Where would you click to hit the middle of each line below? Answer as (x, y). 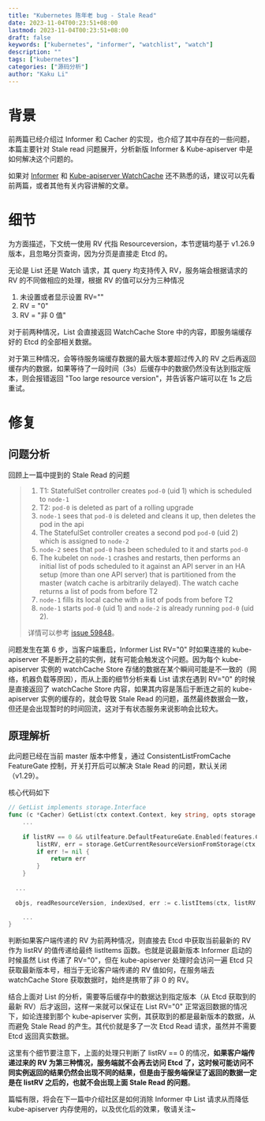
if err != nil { (63, 852)
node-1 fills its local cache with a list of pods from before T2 (136, 600)
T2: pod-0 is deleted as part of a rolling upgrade (116, 507)
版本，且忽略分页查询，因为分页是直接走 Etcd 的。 (90, 253)
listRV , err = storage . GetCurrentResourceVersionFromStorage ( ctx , (148, 844)
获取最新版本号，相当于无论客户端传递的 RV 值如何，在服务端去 (112, 970)
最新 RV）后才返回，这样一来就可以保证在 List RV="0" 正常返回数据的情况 (128, 1007)
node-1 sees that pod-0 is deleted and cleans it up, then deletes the (147, 516)
